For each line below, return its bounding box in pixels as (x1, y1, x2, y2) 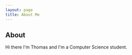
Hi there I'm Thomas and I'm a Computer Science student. (5, 44, 127, 50)
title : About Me (5, 12, 40, 17)
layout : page (5, 7, 33, 13)
